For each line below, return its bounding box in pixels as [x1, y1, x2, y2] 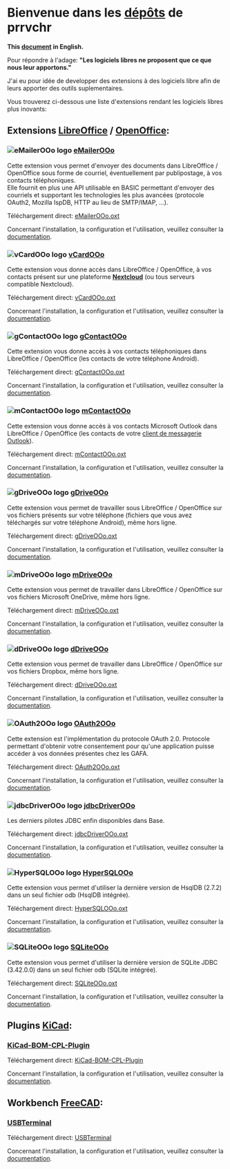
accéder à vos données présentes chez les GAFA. [7, 749, 149, 757]
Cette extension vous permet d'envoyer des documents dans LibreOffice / [7, 161, 218, 170]
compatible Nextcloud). [7, 280, 74, 288]
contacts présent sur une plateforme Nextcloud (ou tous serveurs [7, 272, 195, 281]
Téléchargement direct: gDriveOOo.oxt [7, 532, 117, 540]
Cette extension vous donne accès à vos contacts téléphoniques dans [7, 347, 207, 356]
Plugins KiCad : [7, 1020, 73, 1031]
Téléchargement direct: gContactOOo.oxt [7, 368, 125, 377]
